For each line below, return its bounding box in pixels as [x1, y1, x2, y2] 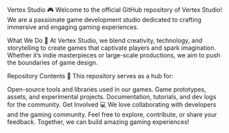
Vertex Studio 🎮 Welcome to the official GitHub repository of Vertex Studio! [7, 6, 223, 14]
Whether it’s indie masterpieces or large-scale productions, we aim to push [7, 51, 221, 59]
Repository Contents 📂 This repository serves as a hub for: [7, 72, 174, 80]
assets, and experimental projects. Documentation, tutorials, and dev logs [7, 93, 217, 100]
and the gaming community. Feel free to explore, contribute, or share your [7, 110, 217, 118]
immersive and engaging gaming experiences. [7, 23, 139, 31]
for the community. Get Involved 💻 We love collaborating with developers [7, 100, 217, 109]
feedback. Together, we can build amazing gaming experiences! [7, 118, 190, 126]
